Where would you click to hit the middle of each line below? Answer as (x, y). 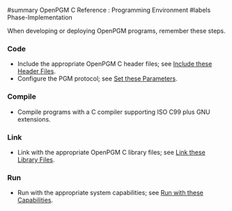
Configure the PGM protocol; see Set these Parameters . (97, 78)
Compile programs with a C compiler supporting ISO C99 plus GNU (114, 112)
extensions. (34, 119)
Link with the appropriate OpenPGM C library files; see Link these (111, 152)
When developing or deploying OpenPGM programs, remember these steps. (117, 31)
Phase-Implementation (40, 17)
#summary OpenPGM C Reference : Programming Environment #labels (109, 10)
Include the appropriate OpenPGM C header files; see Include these (115, 64)
